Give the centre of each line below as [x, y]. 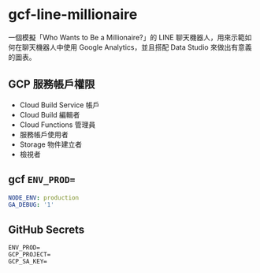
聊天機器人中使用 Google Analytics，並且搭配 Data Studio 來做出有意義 [137, 47]
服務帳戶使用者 [44, 134]
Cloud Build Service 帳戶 [59, 105]
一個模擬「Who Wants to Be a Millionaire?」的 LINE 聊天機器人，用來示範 [127, 37]
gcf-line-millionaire [73, 15]
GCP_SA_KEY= [28, 262]
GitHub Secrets [46, 229]
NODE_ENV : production [44, 198]
